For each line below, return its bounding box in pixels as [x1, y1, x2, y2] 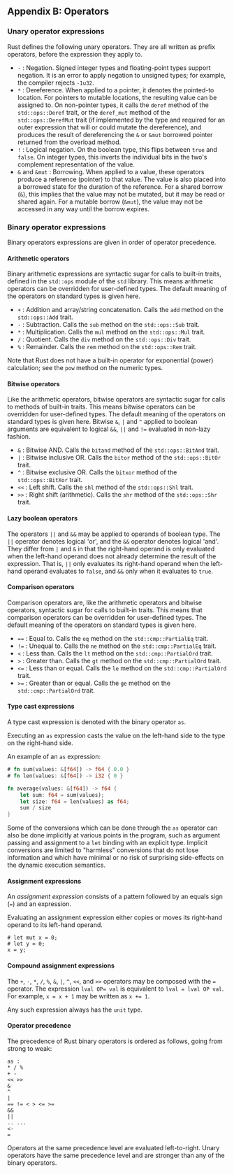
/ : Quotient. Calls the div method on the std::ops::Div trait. [17, 335, 191, 344]
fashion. [7, 432, 31, 441]
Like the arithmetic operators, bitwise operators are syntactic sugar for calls [7, 395, 226, 404]
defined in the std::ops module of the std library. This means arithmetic [7, 277, 214, 285]
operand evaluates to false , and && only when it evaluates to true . [23, 567, 213, 575]
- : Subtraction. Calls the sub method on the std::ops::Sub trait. [17, 320, 200, 329]
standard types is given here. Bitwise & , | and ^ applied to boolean [7, 418, 198, 426]
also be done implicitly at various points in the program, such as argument [7, 831, 221, 840]
